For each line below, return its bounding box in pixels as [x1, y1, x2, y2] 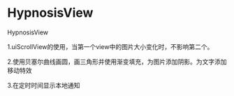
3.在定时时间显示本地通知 [7, 81, 80, 89]
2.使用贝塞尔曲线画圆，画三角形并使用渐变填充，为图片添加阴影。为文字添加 [7, 57, 227, 66]
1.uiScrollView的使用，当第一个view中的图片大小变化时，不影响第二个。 [7, 42, 214, 50]
